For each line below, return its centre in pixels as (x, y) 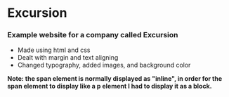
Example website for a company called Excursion (93, 35)
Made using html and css (54, 50)
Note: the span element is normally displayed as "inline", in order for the (115, 79)
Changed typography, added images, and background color (104, 65)
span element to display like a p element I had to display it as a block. (110, 86)
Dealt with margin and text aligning (68, 58)
